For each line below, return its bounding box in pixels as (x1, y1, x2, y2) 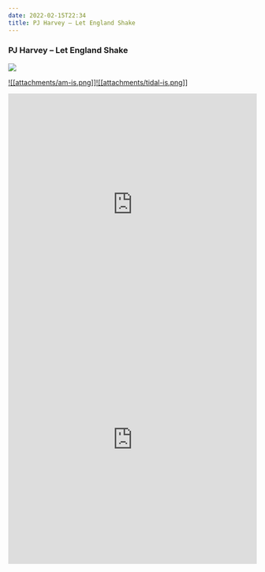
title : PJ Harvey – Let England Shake (8, 19, 136, 27)
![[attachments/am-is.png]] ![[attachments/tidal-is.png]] (8, 77, 188, 87)
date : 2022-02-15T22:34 (8, 11, 87, 20)
